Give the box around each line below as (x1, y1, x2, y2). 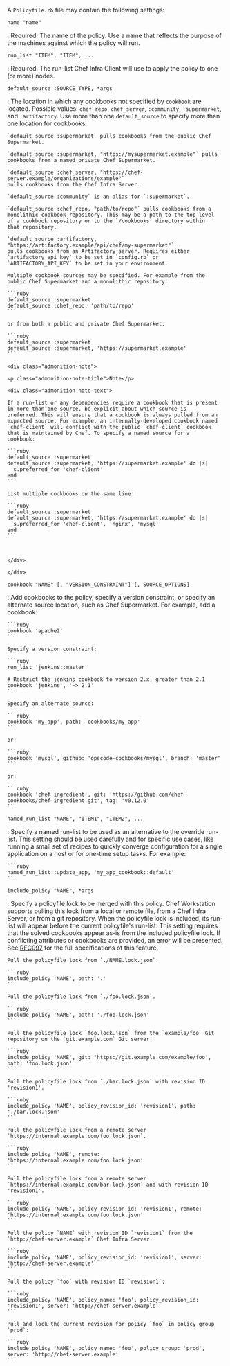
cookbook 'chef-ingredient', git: (7, 791, 107, 798)
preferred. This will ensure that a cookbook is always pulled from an (7, 411, 218, 418)
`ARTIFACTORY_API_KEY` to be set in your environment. (7, 260, 169, 267)
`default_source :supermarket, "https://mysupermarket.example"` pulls (7, 151, 218, 158)
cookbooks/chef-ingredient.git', (7, 797, 104, 804)
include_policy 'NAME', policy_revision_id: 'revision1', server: (7, 1254, 202, 1261)
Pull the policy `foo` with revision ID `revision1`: (7, 1278, 166, 1285)
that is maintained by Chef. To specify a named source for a (7, 429, 190, 436)
